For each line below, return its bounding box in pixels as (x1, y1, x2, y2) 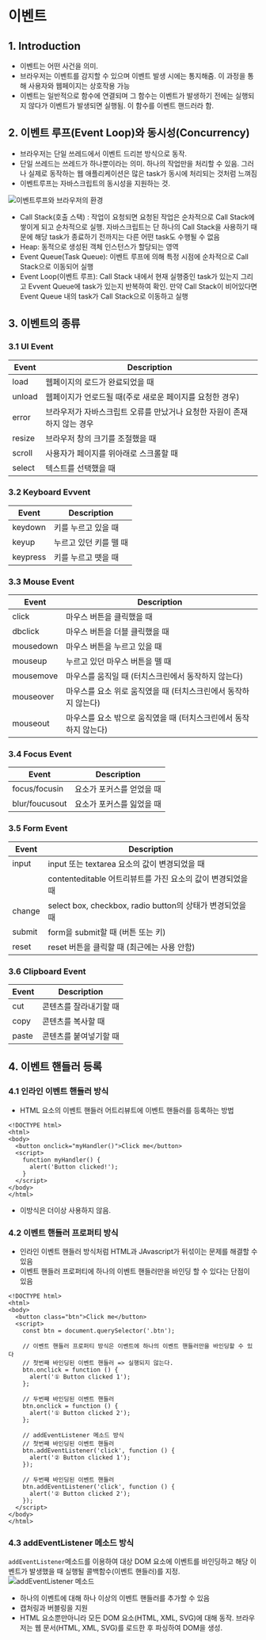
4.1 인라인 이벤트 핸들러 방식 (8, 1086, 109, 1097)
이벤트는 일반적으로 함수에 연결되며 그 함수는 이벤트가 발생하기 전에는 (19, 91, 234, 100)
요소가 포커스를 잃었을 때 (74, 799, 162, 810)
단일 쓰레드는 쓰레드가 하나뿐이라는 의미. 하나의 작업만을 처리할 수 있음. (19, 158, 240, 168)
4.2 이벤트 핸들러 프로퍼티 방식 (8, 1227, 119, 1238)
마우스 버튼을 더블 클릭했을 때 (66, 627, 170, 638)
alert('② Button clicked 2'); (28, 1489, 131, 1497)
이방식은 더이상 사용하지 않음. (19, 1205, 112, 1215)
